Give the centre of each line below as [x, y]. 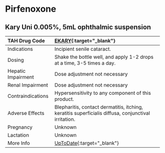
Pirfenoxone [31, 9]
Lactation [18, 135]
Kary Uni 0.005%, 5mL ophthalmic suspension [78, 27]
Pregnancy [20, 127]
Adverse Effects [26, 113]
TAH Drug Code [26, 41]
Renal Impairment [28, 85]
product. [64, 99]
